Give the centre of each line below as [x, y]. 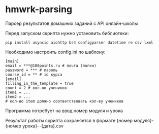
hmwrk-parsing [39, 9]
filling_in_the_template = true [39, 83]
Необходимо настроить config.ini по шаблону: [55, 52]
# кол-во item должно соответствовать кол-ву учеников [65, 101]
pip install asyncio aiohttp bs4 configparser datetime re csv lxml [79, 42]
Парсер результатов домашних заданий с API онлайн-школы [72, 23]
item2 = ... [18, 97]
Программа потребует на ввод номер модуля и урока [64, 111]
